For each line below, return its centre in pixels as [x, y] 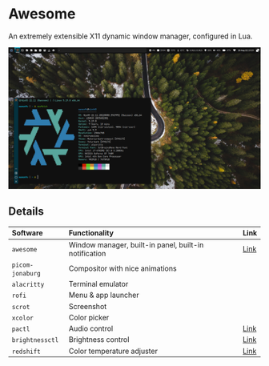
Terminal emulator [98, 284]
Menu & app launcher [104, 295]
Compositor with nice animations [123, 268]
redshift [26, 352]
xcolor [22, 318]
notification [87, 253]
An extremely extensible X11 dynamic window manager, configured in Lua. [130, 36]
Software [27, 233]
